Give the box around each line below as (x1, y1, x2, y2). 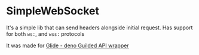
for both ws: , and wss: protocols (6, 30, 85, 37)
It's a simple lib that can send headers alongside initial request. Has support (6, 24, 193, 31)
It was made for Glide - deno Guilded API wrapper (6, 42, 130, 49)
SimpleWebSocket (6, 4, 100, 18)
